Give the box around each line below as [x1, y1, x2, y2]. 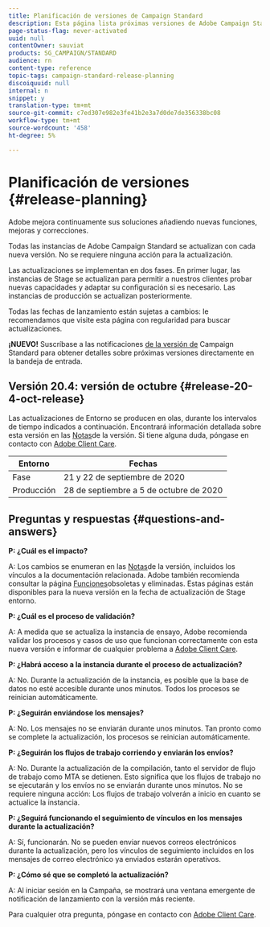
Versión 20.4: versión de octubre [8, 379, 178, 393]
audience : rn [8, 57, 52, 65]
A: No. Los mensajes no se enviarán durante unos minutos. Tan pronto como [8, 723, 262, 733]
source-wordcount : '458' [8, 124, 92, 132]
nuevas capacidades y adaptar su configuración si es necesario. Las [8, 282, 235, 292]
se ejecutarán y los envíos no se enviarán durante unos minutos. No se [8, 781, 243, 790]
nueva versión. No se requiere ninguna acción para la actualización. [8, 249, 233, 259]
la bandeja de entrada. [8, 356, 83, 366]
